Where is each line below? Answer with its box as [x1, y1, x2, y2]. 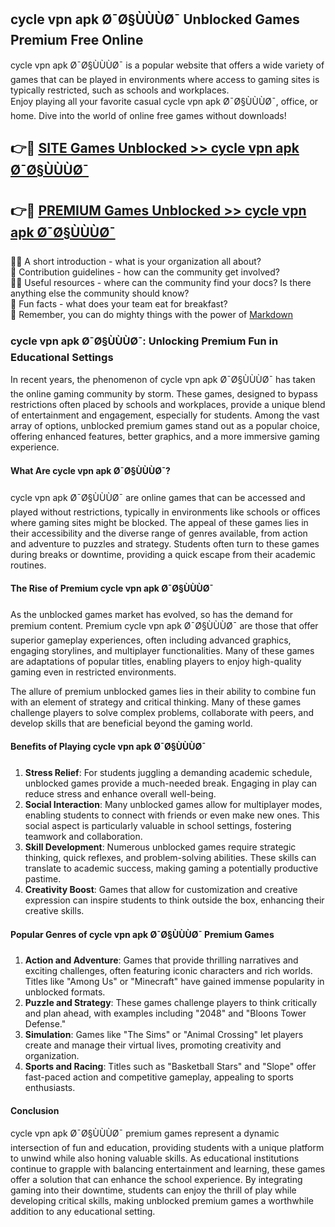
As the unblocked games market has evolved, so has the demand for [10, 608, 294, 620]
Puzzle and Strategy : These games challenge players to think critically [24, 997, 318, 1009]
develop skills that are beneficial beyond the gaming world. [10, 717, 253, 729]
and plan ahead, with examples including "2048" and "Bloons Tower [24, 1007, 307, 1020]
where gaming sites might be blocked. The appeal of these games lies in [10, 516, 309, 528]
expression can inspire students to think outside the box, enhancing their [24, 894, 325, 906]
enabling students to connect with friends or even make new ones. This [24, 809, 320, 821]
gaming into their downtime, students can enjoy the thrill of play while [10, 1184, 297, 1196]
